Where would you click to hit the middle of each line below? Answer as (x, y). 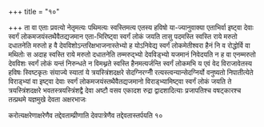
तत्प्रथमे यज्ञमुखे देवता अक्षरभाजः (47, 99)
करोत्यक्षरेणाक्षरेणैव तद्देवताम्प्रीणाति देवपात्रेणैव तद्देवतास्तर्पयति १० (86, 115)
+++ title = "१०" (34, 12)
